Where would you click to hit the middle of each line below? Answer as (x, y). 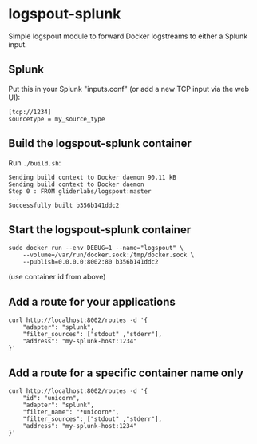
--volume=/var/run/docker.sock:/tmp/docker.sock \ (109, 255)
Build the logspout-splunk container (100, 143)
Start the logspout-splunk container (100, 230)
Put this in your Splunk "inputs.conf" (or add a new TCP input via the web (129, 89)
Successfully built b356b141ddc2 (64, 205)
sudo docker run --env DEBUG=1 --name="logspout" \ (96, 248)
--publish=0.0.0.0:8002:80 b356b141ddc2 (91, 262)
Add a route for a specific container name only (126, 373)
